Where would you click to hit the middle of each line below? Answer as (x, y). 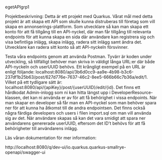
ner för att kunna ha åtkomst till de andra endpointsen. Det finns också (75, 108)
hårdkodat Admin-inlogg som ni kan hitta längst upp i (58, 92)
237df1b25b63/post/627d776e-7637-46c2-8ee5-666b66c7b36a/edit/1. (77, 77)
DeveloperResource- (132, 92)
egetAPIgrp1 (17, 7)
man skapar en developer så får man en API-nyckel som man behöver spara (81, 103)
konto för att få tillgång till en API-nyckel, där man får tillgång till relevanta (78, 32)
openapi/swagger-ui (25, 152)
